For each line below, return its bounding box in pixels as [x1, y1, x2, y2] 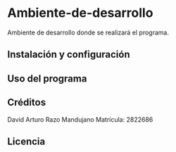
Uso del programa [7, 72, 87, 84]
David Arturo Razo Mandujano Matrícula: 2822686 [7, 115, 153, 124]
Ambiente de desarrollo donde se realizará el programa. [7, 28, 169, 37]
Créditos [7, 96, 46, 108]
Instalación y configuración [7, 49, 130, 61]
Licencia [7, 135, 46, 147]
